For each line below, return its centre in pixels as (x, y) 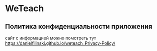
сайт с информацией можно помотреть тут (51, 38)
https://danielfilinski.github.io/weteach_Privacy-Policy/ (60, 43)
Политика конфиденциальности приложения (79, 26)
